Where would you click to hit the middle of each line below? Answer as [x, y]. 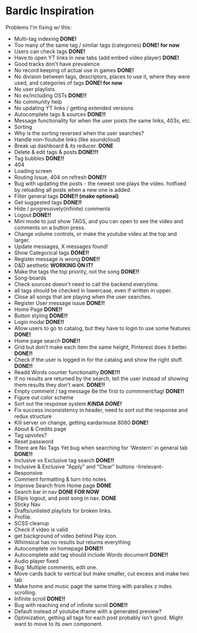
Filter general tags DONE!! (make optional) [66, 196]
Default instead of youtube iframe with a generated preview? [88, 611]
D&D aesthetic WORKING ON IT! [53, 265]
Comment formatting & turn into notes [60, 479]
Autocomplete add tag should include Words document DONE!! [91, 554]
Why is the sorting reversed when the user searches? [79, 133]
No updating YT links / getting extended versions [74, 108]
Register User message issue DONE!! [59, 303]
